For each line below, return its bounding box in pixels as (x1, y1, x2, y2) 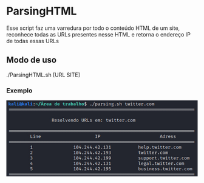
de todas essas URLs (6, 37, 59, 44)
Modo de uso (6, 55, 56, 65)
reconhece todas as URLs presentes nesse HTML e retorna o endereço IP (6, 30, 191, 38)
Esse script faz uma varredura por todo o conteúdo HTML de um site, (6, 24, 180, 32)
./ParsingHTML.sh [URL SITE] (6, 71, 81, 78)
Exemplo (6, 86, 33, 95)
